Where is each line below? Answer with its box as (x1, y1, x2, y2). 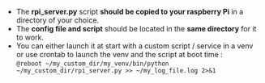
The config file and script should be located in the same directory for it (15, 24, 257, 33)
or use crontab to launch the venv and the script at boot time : (15, 50, 223, 59)
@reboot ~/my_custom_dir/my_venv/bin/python (15, 60, 169, 68)
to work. (15, 32, 45, 42)
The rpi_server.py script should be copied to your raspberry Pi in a (15, 7, 244, 16)
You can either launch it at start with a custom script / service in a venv (15, 41, 254, 51)
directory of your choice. (15, 15, 100, 25)
